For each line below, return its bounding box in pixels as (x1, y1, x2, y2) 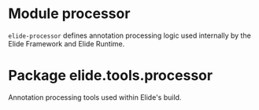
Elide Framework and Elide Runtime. (8, 38, 125, 48)
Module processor (8, 5, 131, 23)
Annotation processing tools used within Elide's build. (8, 92, 182, 102)
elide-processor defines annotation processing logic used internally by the (8, 31, 252, 40)
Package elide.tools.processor (8, 67, 213, 85)
